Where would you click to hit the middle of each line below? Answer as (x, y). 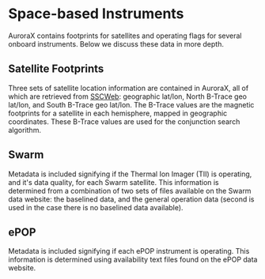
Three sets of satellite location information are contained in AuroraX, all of (129, 88)
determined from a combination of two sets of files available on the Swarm (130, 190)
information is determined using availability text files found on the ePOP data (133, 260)
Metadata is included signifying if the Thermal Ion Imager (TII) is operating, (130, 174)
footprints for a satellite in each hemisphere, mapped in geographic (118, 113)
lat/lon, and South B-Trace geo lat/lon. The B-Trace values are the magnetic (131, 104)
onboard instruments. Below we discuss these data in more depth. (116, 43)
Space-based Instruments (96, 14)
